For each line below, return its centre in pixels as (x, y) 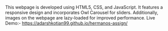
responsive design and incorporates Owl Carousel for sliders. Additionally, (82, 12)
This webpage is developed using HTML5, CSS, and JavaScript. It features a (84, 7)
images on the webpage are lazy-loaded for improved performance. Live (80, 18)
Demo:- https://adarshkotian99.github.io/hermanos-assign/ (66, 23)
